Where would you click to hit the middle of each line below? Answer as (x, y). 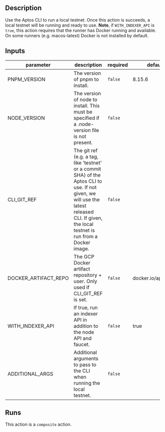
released (84, 212)
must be (83, 111)
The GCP (84, 256)
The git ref (85, 150)
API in (80, 320)
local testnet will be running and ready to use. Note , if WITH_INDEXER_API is (80, 25)
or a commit (87, 169)
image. (81, 248)
